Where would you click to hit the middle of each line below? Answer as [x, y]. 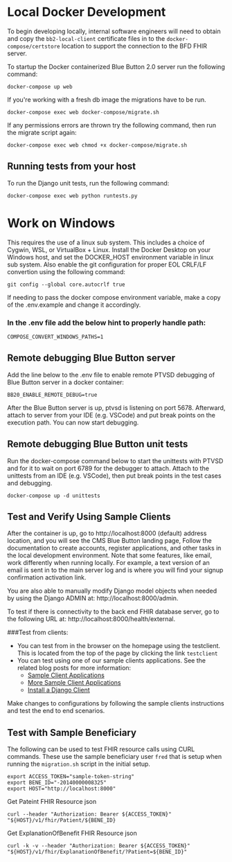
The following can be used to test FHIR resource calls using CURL [101, 749]
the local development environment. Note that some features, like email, [110, 555]
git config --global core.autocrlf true [66, 285]
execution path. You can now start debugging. [73, 422]
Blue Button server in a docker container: [66, 382]
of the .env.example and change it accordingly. [74, 305]
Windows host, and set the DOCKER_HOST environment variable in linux [110, 257]
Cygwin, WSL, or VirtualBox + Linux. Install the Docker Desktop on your [109, 249]
